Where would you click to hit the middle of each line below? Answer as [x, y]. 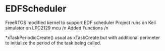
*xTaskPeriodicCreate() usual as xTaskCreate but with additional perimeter [83, 37]
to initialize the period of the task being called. [53, 42]
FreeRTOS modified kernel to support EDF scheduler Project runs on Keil [81, 22]
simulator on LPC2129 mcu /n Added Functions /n [57, 27]
